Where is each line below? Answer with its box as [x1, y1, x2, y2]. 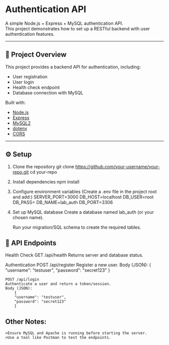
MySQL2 [12, 120, 31, 126]
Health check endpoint [12, 84, 60, 90]
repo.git [12, 169, 29, 175]
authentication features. [5, 31, 55, 37]
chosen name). [12, 214, 44, 220]
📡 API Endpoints [5, 238, 57, 247]
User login [12, 79, 34, 85]
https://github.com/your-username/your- [75, 163, 160, 170]
